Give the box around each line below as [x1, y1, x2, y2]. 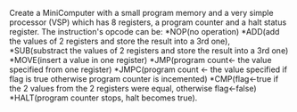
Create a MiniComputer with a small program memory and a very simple [9, 8, 274, 18]
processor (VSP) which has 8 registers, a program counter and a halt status [9, 17, 287, 28]
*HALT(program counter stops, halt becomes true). [9, 92, 198, 103]
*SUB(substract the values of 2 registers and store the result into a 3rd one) [9, 45, 289, 56]
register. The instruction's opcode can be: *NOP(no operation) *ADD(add [9, 27, 280, 36]
